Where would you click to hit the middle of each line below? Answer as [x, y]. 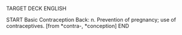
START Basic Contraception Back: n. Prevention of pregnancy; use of [91, 20]
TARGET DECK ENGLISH [36, 8]
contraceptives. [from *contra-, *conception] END [68, 26]
